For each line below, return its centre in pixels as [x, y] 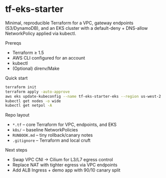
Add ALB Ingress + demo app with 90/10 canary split [66, 170]
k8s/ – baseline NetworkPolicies [45, 130]
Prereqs [13, 43]
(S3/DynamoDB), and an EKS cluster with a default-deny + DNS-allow [77, 28]
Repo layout [17, 115]
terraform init [21, 87]
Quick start [16, 78]
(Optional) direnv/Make [36, 68]
